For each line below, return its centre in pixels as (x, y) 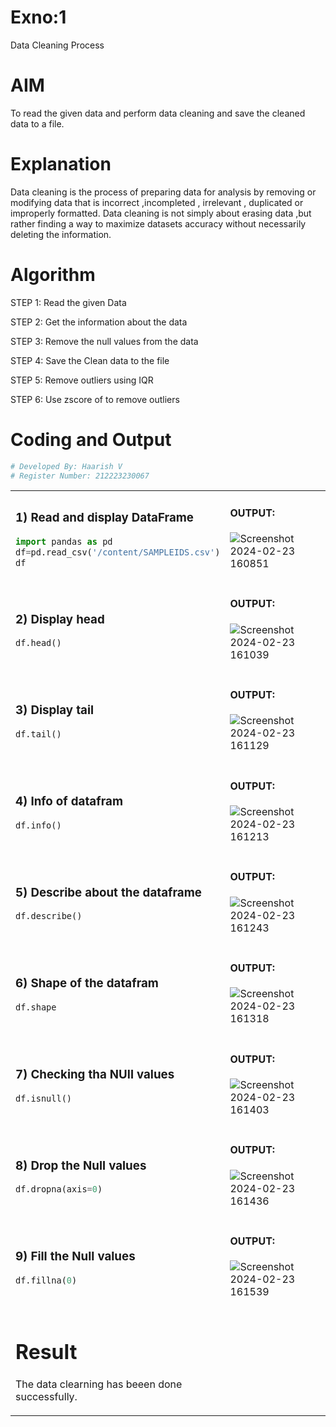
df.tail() (38, 734)
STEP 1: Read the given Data (68, 302)
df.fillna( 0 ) (46, 1280)
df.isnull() (44, 1098)
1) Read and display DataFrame (105, 518)
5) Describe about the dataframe (108, 892)
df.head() (38, 643)
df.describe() (49, 916)
